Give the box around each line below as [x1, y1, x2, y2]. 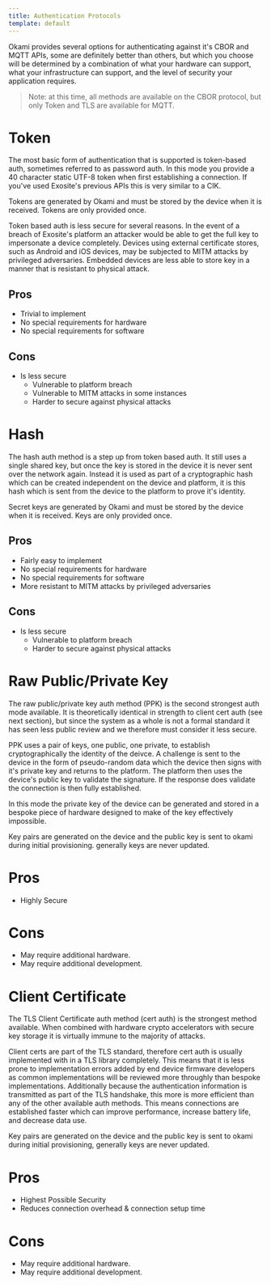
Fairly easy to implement [19, 555, 103, 565]
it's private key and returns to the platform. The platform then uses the [8, 765, 243, 775]
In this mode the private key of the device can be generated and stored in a [8, 799, 260, 808]
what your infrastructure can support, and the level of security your [8, 67, 233, 77]
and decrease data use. [8, 1116, 87, 1126]
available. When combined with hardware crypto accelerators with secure [8, 1023, 255, 1033]
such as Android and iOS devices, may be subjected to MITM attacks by [8, 247, 249, 257]
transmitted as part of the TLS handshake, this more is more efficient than [8, 1090, 255, 1100]
